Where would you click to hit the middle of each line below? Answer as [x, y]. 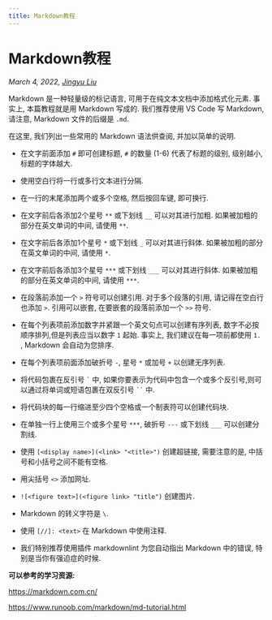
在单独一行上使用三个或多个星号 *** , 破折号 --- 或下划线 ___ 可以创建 [136, 424]
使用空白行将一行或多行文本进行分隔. [82, 180]
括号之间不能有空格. [75, 461]
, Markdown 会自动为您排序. [67, 345]
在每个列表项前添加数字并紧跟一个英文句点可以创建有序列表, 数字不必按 [140, 325]
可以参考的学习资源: [42, 575]
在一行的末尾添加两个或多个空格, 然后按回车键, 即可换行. [114, 198]
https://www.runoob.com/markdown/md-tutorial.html [97, 607]
